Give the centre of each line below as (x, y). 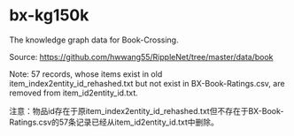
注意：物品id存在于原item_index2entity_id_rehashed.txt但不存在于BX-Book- (147, 110)
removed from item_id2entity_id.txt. (74, 93)
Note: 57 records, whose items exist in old (86, 74)
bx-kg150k (49, 15)
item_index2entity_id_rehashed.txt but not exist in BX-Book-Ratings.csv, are (147, 83)
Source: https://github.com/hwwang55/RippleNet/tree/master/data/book (141, 57)
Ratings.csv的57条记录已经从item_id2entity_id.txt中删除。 (114, 122)
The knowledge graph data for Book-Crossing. (94, 40)
